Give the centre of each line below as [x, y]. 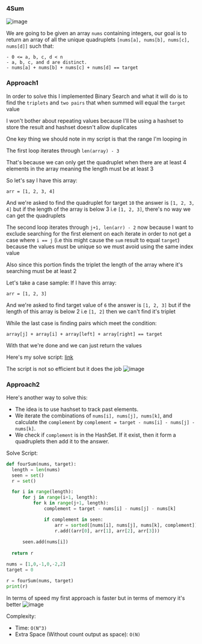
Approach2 [23, 384]
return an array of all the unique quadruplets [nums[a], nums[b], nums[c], [98, 40]
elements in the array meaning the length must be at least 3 [80, 169]
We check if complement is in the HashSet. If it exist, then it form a [95, 435]
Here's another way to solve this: [47, 398]
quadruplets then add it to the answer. [62, 441]
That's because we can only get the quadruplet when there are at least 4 [96, 162]
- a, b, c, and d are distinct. [47, 63]
